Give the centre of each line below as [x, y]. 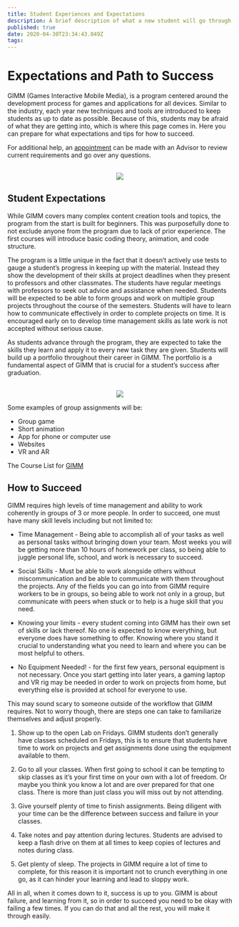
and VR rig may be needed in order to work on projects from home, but [122, 682]
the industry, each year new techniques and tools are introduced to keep [114, 111]
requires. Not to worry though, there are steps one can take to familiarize [115, 711]
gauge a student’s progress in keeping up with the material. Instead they [113, 267]
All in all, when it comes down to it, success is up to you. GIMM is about [112, 893]
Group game [36, 421]
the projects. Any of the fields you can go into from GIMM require [113, 586]
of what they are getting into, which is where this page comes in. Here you [117, 127]
